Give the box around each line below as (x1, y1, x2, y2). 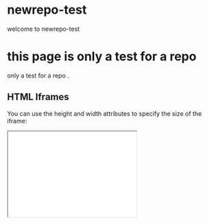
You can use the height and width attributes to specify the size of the (7, 109, 202, 118)
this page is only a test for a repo (7, 49, 197, 64)
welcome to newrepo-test (7, 25, 80, 33)
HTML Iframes (7, 91, 70, 103)
